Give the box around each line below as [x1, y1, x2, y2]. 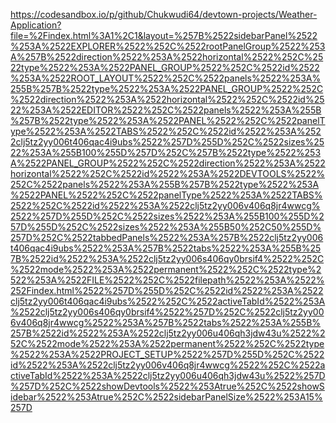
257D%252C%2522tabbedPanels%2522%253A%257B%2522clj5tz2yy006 [10, 232, 324, 243]
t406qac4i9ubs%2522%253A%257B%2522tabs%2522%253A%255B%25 [10, 242, 322, 254]
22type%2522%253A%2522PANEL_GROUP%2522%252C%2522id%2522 [10, 62, 320, 73]
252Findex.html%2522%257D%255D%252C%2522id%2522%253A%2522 [10, 285, 324, 296]
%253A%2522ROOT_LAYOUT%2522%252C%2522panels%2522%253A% [10, 72, 322, 84]
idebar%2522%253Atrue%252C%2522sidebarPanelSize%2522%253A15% [10, 391, 323, 403]
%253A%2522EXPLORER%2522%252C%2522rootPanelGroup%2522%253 [10, 40, 326, 52]
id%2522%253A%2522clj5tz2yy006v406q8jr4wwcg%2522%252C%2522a [10, 359, 326, 371]
